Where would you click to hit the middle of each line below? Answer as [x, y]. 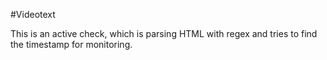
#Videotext [33, 14]
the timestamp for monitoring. [71, 44]
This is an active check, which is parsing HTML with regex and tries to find [164, 33]
